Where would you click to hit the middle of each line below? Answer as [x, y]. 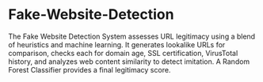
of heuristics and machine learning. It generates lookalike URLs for [117, 44]
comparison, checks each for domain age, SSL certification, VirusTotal [123, 53]
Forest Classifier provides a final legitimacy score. [90, 69]
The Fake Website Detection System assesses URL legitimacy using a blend [132, 36]
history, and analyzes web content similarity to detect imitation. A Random [129, 61]
